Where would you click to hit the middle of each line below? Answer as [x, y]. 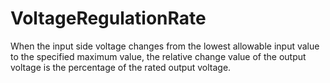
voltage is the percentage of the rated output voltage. [121, 67]
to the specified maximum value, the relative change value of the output [158, 56]
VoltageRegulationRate [108, 18]
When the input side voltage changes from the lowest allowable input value [165, 46]
